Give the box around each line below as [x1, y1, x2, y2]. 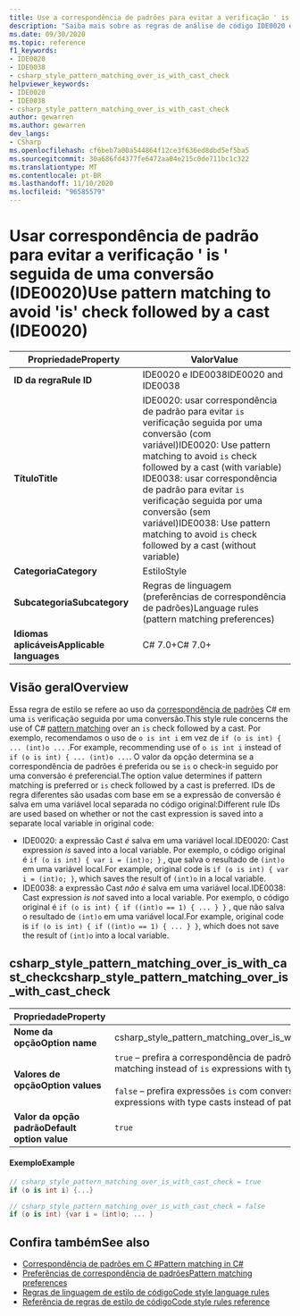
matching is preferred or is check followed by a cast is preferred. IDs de [9, 779, 275, 791]
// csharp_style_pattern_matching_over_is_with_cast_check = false [9, 1202, 266, 1211]
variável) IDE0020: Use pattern [142, 439, 271, 451]
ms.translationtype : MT [9, 163, 98, 172]
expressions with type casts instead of [114, 1095, 276, 1108]
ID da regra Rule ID [13, 373, 93, 386]
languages [13, 650, 60, 662]
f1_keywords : [9, 46, 58, 55]
